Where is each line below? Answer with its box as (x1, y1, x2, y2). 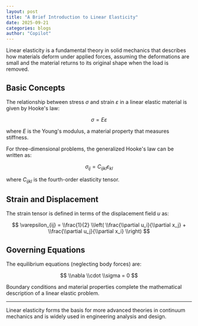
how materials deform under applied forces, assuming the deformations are (6, 53, 190, 60)
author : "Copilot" (6, 31, 51, 37)
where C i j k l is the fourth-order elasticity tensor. (6, 175, 120, 184)
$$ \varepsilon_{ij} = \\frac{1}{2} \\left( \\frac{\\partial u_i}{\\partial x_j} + (11, 221, 187, 229)
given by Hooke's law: (6, 105, 60, 112)
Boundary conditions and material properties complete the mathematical (6, 283, 182, 291)
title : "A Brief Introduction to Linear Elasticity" (6, 14, 138, 20)
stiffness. (6, 133, 29, 141)
